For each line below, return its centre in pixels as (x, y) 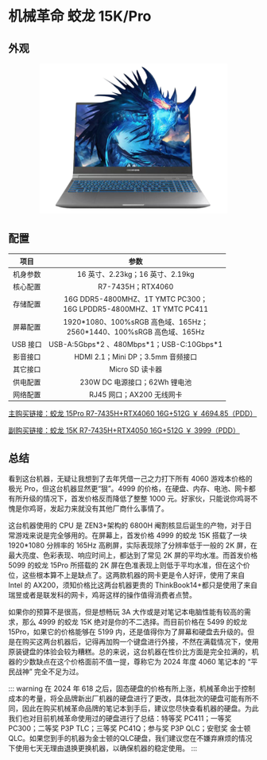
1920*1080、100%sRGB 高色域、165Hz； (136, 322)
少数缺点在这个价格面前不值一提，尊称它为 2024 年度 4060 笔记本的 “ (136, 662)
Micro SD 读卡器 (136, 369)
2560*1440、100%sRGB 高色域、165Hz (135, 332)
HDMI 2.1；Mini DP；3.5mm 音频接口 (135, 357)
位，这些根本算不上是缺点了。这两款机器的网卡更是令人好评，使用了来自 (126, 575)
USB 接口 (27, 344)
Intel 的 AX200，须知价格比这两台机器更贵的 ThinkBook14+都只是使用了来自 (133, 585)
